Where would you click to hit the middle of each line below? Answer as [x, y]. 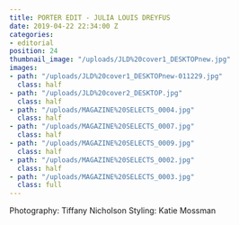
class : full [40, 185]
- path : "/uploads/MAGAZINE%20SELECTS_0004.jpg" [102, 110]
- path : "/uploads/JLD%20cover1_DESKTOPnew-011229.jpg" [116, 76]
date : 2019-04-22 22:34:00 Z [64, 26]
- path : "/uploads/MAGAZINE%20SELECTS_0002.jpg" [102, 160]
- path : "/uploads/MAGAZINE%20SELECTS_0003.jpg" [102, 176]
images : [24, 68]
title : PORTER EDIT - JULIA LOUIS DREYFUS [90, 18]
